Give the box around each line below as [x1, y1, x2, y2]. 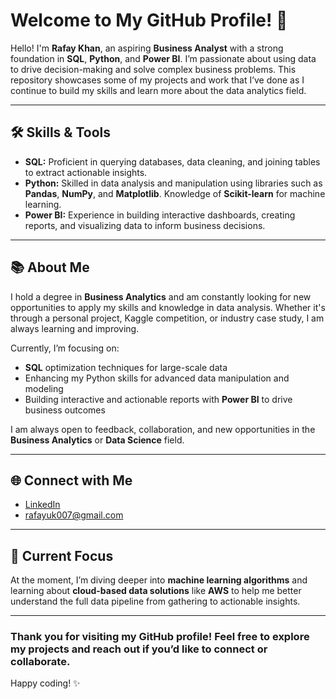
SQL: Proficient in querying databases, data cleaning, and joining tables [24, 155, 321, 168]
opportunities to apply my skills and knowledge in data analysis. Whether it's [10, 301, 326, 313]
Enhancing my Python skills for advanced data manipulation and [24, 372, 290, 384]
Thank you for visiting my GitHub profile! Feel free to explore [10, 630, 310, 644]
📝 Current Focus [10, 547, 114, 564]
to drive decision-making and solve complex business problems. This [10, 63, 297, 75]
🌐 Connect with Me [10, 472, 133, 489]
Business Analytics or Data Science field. [10, 434, 185, 446]
